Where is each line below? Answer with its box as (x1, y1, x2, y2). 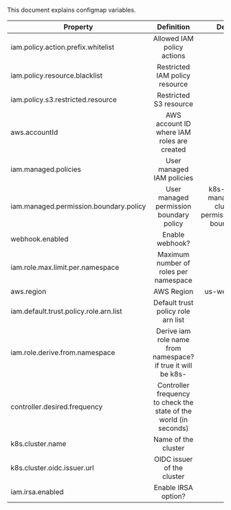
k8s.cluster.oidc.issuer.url (10, 463, 94, 472)
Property (63, 22, 93, 32)
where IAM (155, 127, 191, 137)
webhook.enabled (10, 234, 69, 244)
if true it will (154, 361, 192, 370)
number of (156, 258, 190, 268)
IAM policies (153, 173, 194, 182)
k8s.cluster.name (10, 439, 67, 448)
